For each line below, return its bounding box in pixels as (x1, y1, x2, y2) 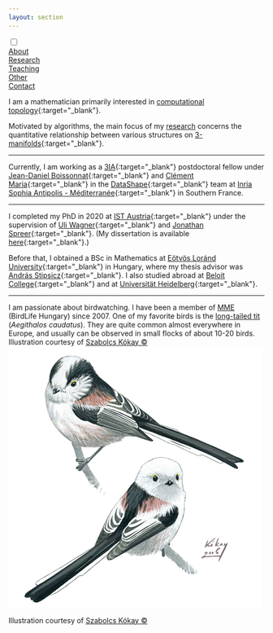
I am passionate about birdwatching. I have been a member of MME (8, 302, 236, 312)
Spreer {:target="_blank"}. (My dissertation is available (8, 228, 189, 238)
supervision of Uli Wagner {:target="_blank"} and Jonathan (8, 220, 205, 230)
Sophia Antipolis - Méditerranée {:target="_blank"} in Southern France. (8, 187, 244, 197)
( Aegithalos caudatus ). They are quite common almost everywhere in (8, 319, 241, 329)
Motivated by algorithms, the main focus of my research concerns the (8, 121, 242, 130)
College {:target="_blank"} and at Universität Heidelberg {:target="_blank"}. (8, 279, 258, 288)
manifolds (8, 138, 42, 148)
